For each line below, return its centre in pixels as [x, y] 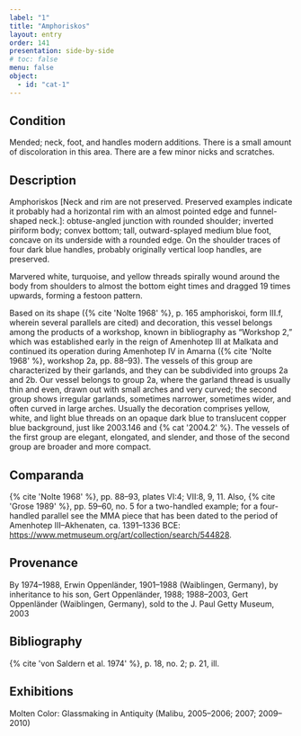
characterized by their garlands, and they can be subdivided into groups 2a [149, 370]
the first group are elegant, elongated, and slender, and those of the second [150, 438]
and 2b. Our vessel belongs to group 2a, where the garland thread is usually [150, 380]
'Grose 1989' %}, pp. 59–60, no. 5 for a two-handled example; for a [134, 506]
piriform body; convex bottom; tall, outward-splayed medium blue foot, [141, 231]
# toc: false [34, 59]
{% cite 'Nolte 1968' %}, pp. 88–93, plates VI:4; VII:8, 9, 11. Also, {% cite [142, 497]
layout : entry [36, 34]
